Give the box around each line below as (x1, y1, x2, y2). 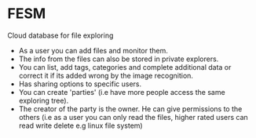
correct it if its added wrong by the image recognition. (18, 71, 194, 80)
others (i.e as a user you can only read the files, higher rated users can (18, 112, 248, 122)
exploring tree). (18, 96, 69, 105)
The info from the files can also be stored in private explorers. (18, 54, 219, 64)
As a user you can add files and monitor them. (18, 45, 168, 55)
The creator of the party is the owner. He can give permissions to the (18, 103, 243, 114)
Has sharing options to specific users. (18, 79, 142, 89)
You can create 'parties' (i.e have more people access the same (18, 87, 225, 96)
